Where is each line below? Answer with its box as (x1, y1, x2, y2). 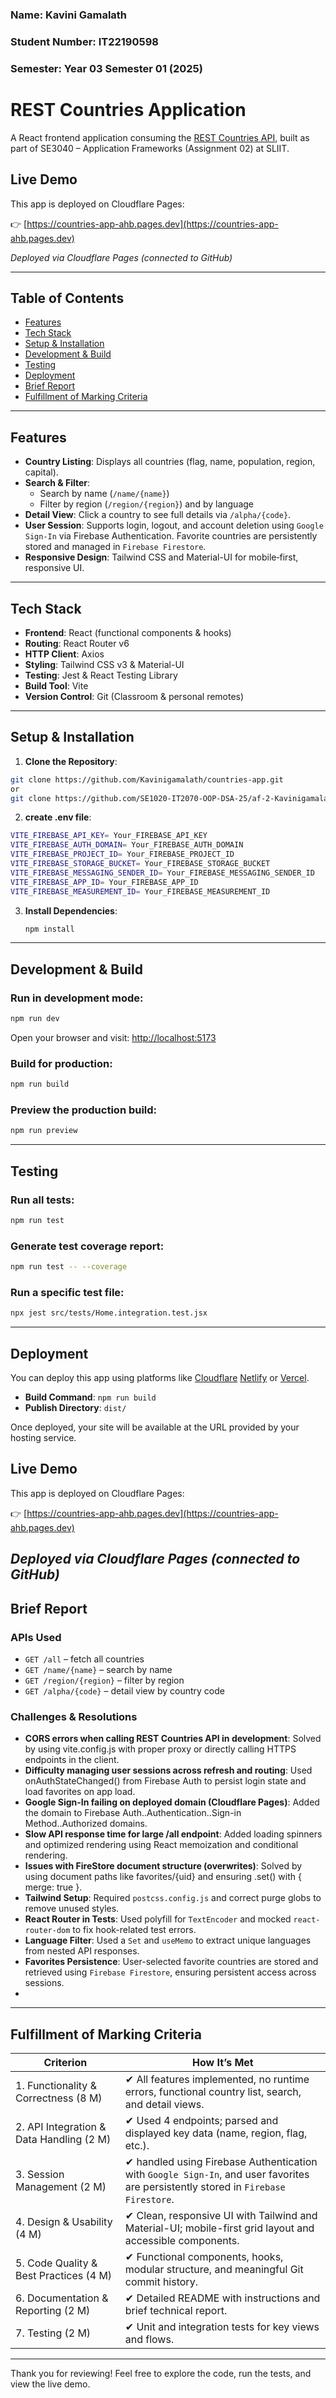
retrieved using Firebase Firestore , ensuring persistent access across (24, 1966, 317, 1978)
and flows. (124, 2333, 175, 2347)
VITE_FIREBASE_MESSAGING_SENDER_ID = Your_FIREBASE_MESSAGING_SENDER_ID (10, 868, 315, 878)
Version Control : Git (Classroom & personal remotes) (24, 690, 245, 702)
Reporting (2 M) (15, 2304, 91, 2318)
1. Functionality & (15, 2079, 97, 2093)
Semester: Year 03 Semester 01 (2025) (10, 61, 203, 75)
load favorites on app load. (24, 1786, 136, 1798)
